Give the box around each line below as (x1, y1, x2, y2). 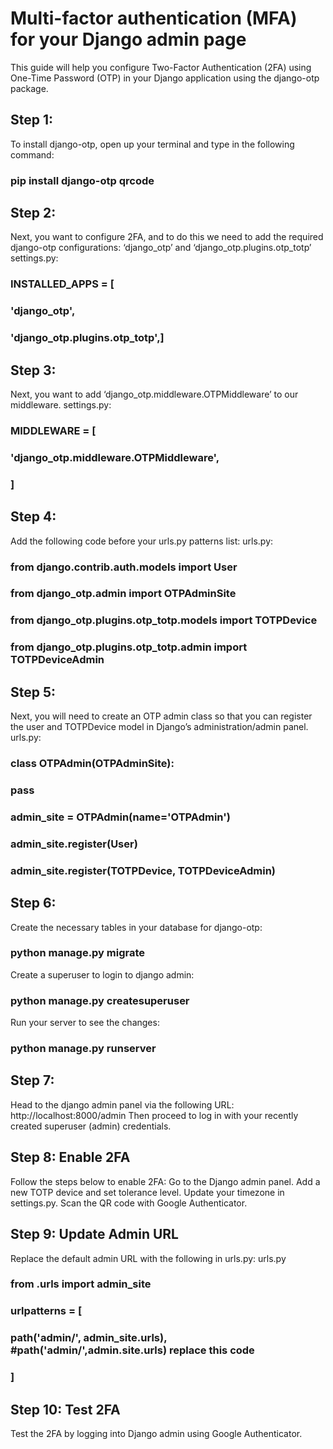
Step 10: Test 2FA (10, 1401, 121, 1418)
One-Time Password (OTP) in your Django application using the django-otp (10, 72, 320, 84)
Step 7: (10, 1072, 55, 1089)
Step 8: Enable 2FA (10, 1149, 131, 1166)
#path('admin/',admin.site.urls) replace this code (10, 1343, 255, 1357)
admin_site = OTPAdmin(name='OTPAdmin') (10, 810, 231, 824)
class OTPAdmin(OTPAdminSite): (10, 757, 175, 771)
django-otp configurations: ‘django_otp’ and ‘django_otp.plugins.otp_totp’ (10, 242, 312, 254)
